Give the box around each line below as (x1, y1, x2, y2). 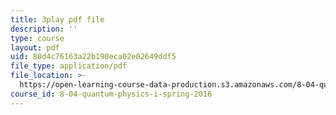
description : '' (10, 24, 78, 34)
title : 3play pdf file (10, 14, 105, 25)
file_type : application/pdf (10, 61, 128, 71)
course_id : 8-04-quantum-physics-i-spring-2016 (10, 89, 213, 99)
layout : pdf (10, 42, 60, 53)
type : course (10, 33, 65, 43)
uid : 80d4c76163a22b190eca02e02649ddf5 (10, 52, 177, 62)
